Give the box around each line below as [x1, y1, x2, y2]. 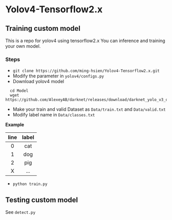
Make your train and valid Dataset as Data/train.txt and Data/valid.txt [12, 106, 166, 112]
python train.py [12, 182, 48, 187]
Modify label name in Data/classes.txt [12, 112, 95, 118]
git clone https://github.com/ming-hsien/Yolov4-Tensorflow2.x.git [12, 68, 160, 74]
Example [5, 122, 25, 128]
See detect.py [5, 209, 36, 215]
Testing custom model [5, 195, 78, 204]
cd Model [10, 88, 29, 93]
